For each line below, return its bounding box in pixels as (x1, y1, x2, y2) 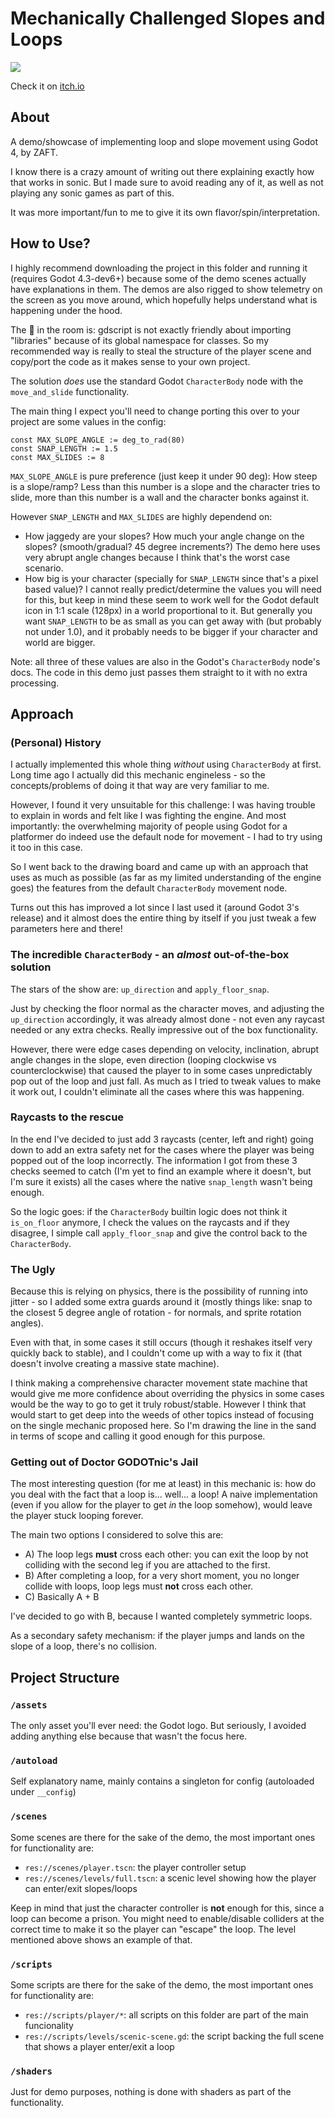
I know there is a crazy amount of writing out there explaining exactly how (10, 165, 315, 177)
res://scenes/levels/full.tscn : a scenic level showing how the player (24, 1872, 317, 1884)
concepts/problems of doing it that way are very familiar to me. (10, 780, 270, 792)
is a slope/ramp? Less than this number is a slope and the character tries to (10, 480, 321, 492)
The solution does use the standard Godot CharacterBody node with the (10, 375, 304, 387)
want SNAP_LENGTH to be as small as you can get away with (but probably (24, 615, 322, 627)
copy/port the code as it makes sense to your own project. (10, 355, 251, 367)
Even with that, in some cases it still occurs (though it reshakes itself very (10, 1337, 313, 1349)
